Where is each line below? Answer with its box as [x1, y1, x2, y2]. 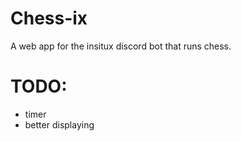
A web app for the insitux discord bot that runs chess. [10, 40, 232, 52]
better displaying [24, 118, 95, 131]
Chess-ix [10, 7, 88, 30]
